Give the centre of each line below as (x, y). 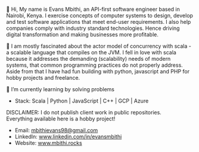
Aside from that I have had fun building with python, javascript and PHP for (98, 71)
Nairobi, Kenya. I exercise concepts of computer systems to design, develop (100, 15)
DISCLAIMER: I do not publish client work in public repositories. (84, 112)
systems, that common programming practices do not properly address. (94, 65)
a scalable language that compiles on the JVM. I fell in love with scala (91, 52)
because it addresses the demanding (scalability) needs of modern (88, 59)
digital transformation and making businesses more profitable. (83, 35)
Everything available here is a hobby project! (61, 119)
